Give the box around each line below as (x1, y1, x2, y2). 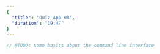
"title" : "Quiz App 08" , (12, 15, 75, 21)
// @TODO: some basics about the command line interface (6, 42, 155, 49)
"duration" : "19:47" (12, 20, 64, 26)
